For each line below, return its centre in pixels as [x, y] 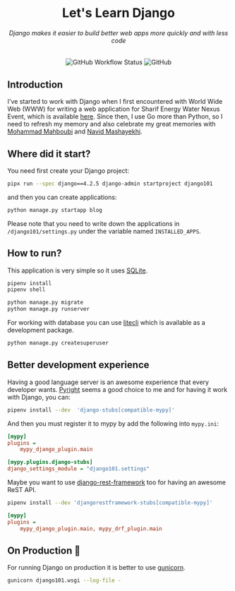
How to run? [35, 253]
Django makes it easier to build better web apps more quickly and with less [119, 32]
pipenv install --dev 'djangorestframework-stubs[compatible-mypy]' [110, 503]
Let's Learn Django [119, 13]
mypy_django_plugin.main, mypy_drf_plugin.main [91, 529]
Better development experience [78, 365]
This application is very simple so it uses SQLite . [78, 270]
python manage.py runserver [49, 309]
